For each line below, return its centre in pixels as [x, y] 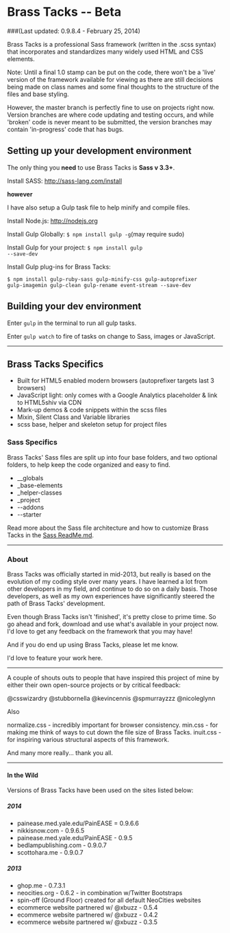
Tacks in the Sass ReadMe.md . [51, 535]
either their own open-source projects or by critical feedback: [94, 685]
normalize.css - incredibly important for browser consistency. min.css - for [113, 725]
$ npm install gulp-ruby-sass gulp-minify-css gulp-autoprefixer [102, 279]
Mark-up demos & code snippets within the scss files [92, 410]
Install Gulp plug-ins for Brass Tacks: [59, 267]
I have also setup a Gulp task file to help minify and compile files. [99, 207]
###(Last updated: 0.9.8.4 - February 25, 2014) [74, 31]
